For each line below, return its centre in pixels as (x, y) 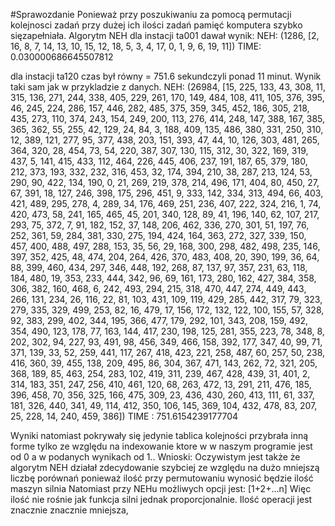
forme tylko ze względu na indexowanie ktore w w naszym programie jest (161, 446)
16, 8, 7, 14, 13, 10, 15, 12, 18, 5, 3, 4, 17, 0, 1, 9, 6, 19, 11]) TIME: (136, 46)
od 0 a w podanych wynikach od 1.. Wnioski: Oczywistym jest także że (155, 457)
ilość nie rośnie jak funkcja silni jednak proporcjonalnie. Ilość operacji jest (161, 499)
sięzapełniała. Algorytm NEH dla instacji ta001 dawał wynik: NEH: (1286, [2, (165, 35)
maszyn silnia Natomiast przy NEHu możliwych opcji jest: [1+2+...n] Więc (161, 488)
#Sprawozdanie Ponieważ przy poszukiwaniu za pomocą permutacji (151, 14)
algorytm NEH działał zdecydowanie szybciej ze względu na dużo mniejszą (165, 467)
